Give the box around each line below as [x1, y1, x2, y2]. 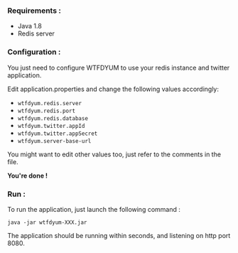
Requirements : [7, 6, 62, 16]
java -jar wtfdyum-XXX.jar [7, 219, 87, 226]
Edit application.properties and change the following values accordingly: [7, 85, 219, 93]
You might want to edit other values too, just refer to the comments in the [7, 150, 222, 158]
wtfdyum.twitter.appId [17, 122, 85, 129]
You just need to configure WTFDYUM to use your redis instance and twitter [7, 63, 230, 72]
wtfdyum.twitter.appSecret [17, 130, 98, 137]
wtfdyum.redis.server [17, 99, 82, 107]
